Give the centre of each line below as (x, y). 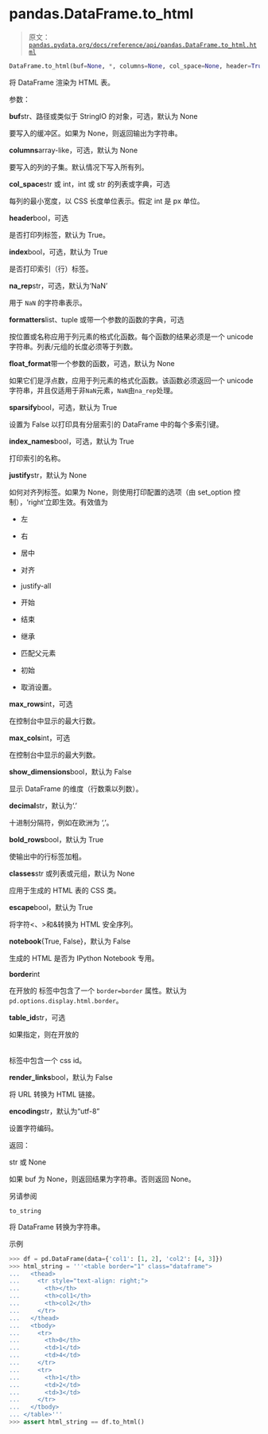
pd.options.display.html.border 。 (66, 1000)
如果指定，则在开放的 (44, 1034)
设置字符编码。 (33, 1128)
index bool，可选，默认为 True (58, 251)
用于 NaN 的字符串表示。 (48, 302)
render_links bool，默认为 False (61, 1077)
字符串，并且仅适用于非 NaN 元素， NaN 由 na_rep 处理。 (93, 390)
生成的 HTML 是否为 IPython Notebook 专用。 (84, 958)
